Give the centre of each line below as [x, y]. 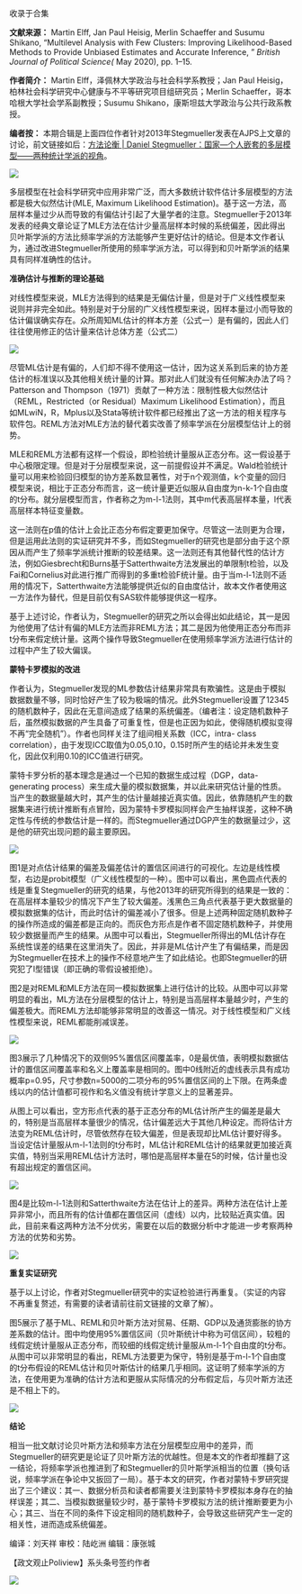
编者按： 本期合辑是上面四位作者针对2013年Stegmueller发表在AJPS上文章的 [150, 133]
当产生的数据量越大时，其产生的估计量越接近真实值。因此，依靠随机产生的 [147, 797]
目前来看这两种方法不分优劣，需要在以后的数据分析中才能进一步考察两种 [159, 1225]
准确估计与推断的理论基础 [57, 278]
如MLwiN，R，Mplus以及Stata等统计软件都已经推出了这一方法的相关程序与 [148, 412]
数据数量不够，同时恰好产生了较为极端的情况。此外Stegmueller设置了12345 [149, 700]
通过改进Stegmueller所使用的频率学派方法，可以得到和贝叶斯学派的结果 [157, 248]
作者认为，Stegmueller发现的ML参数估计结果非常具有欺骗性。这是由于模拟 [147, 688]
